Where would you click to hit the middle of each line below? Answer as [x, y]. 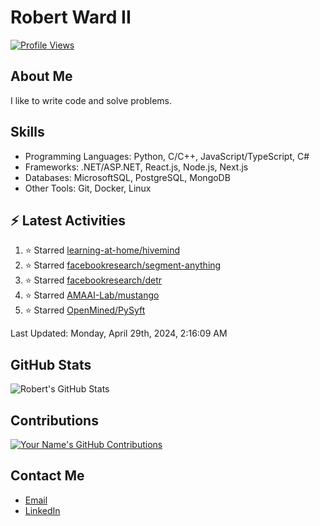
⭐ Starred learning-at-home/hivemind [102, 250]
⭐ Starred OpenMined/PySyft [85, 310]
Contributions [54, 420]
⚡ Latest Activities [68, 220]
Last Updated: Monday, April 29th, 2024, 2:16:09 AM [119, 333]
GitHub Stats [51, 364]
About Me [41, 76]
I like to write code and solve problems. [91, 100]
